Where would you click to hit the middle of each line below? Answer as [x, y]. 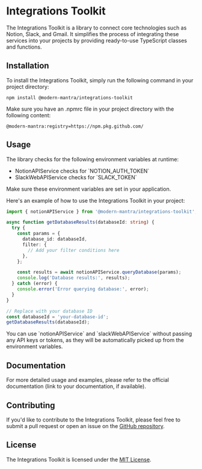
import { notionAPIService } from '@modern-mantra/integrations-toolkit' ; [102, 212]
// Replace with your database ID [50, 311]
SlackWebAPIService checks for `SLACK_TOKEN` [76, 177]
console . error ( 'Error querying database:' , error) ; [83, 289]
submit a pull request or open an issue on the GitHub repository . [86, 426]
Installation [28, 66]
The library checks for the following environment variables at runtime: [93, 159]
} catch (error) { [35, 284]
